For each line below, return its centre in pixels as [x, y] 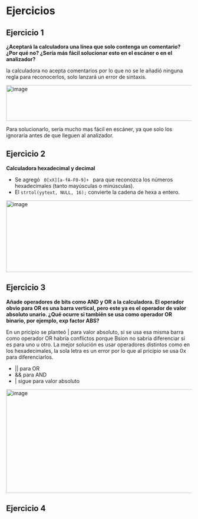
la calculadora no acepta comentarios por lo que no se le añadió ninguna [95, 71]
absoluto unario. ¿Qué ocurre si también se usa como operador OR [89, 314]
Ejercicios [31, 11]
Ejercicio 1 [25, 33]
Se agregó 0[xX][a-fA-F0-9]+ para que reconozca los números [94, 179]
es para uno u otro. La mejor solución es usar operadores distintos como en [98, 344]
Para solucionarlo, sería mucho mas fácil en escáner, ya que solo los [89, 129]
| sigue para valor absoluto [47, 381]
